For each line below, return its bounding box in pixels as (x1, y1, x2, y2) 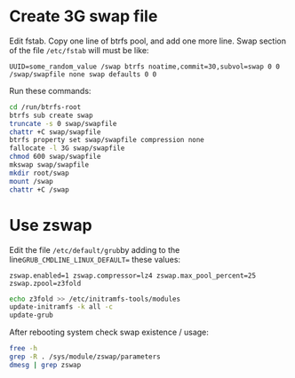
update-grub (9, 311, 53, 320)
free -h (9, 344, 38, 353)
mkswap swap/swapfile (9, 161, 90, 169)
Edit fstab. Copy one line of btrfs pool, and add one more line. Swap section (9, 35, 287, 46)
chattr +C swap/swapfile (9, 127, 101, 137)
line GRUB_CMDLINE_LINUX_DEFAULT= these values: (9, 254, 180, 264)
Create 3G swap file (9, 6, 158, 27)
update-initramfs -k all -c (9, 303, 114, 311)
